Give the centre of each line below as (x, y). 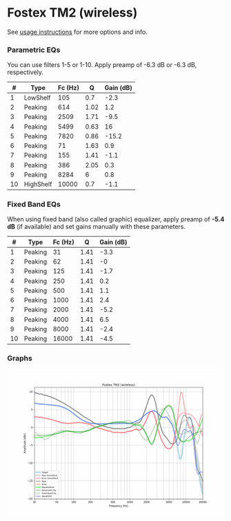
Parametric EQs (34, 50)
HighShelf (38, 184)
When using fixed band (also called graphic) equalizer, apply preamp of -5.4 (116, 219)
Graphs (20, 358)
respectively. (25, 72)
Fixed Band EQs (34, 204)
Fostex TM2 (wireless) (72, 13)
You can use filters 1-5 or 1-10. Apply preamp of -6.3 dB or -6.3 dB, (102, 65)
